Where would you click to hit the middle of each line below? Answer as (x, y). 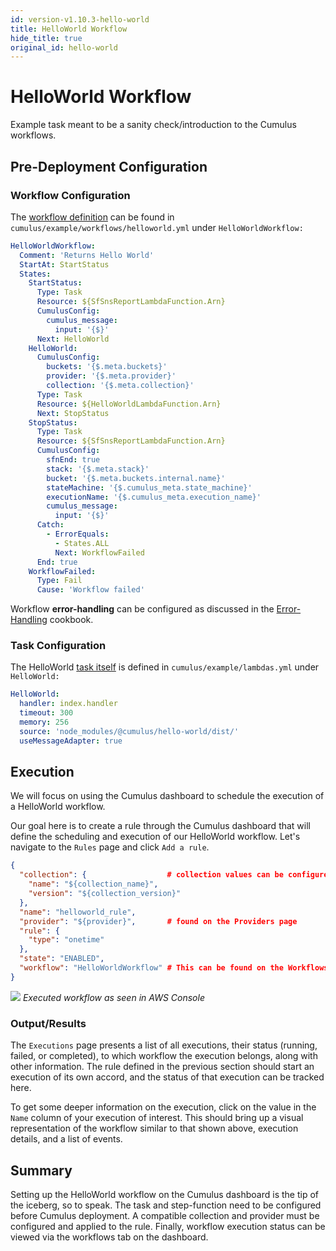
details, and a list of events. (66, 1139)
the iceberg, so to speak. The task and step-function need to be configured (166, 1205)
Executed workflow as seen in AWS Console (113, 997)
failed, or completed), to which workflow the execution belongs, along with (164, 1056)
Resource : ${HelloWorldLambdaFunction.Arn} (129, 404)
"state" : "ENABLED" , (62, 959)
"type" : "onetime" (66, 940)
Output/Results (48, 1023)
